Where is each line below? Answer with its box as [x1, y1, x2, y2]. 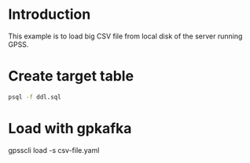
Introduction [8, 5, 91, 24]
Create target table [8, 67, 134, 85]
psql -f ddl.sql [8, 92, 61, 101]
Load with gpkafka [8, 119, 132, 137]
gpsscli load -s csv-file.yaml [8, 145, 100, 154]
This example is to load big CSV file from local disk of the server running [8, 31, 243, 41]
